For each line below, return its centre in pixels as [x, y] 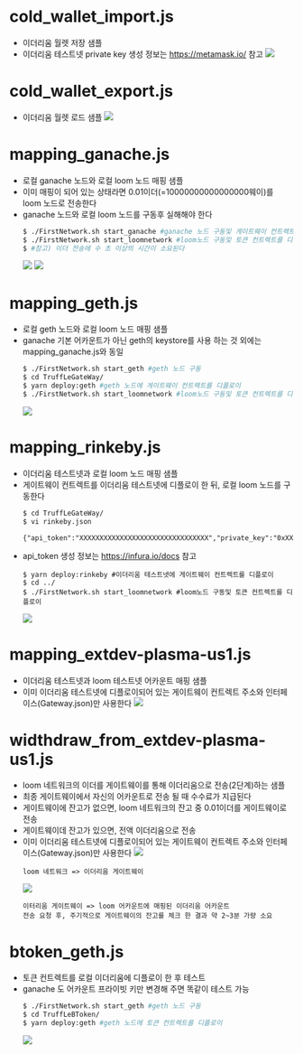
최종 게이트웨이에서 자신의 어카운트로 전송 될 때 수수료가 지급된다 [137, 797]
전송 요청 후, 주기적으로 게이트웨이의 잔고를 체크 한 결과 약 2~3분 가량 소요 [147, 916]
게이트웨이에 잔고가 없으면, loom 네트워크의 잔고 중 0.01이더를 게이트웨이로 [154, 808]
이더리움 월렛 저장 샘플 [62, 42]
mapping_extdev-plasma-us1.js [130, 654]
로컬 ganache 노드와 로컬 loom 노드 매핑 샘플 [103, 180]
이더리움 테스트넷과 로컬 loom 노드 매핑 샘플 [100, 473]
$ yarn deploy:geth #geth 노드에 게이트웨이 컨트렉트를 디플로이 [132, 386]
